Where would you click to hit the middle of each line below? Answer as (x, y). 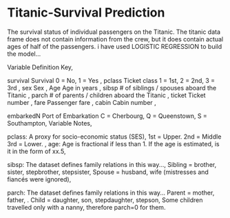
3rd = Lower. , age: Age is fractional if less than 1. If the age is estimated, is (113, 143)
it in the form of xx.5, (36, 151)
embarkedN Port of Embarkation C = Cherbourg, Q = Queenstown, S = (107, 116)
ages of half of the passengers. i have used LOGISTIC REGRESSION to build (115, 46)
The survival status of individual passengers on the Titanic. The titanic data (114, 32)
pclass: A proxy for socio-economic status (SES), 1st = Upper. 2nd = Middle (114, 137)
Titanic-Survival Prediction (86, 13)
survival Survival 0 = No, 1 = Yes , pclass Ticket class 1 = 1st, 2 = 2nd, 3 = (111, 80)
